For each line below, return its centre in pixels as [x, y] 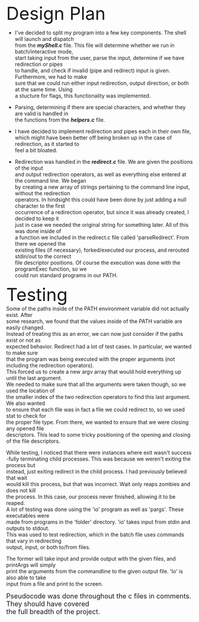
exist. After [20, 315]
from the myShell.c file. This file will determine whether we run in [94, 45]
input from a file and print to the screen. [55, 584]
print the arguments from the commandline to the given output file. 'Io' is [95, 571]
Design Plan [56, 13]
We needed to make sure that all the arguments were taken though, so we [96, 384]
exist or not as [23, 340]
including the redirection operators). [50, 365]
